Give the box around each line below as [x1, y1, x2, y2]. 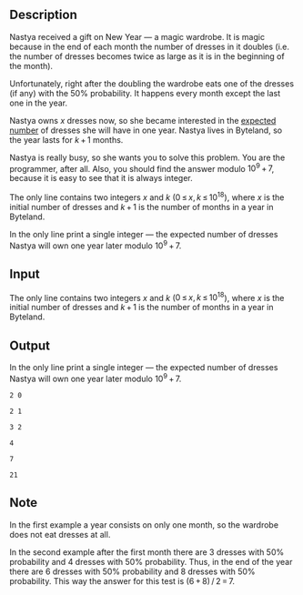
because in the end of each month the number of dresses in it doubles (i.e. [9, 41, 289, 52]
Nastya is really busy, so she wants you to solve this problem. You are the [9, 152, 286, 163]
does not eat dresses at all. [9, 529, 111, 540]
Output [9, 338, 50, 353]
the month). [9, 60, 53, 71]
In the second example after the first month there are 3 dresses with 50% [9, 546, 285, 558]
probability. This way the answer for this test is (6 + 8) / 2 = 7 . [9, 575, 235, 586]
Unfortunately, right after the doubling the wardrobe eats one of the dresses [9, 77, 294, 89]
